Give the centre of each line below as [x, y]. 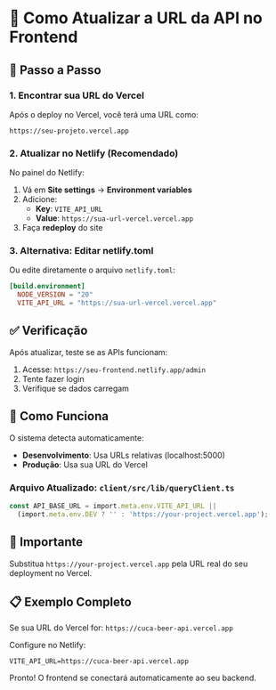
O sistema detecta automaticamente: [77, 438]
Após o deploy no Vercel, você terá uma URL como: [104, 114]
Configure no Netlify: [48, 645]
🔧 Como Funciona [59, 416]
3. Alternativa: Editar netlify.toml [81, 251]
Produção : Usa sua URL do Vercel [85, 464]
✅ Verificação [49, 331]
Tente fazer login [53, 378]
